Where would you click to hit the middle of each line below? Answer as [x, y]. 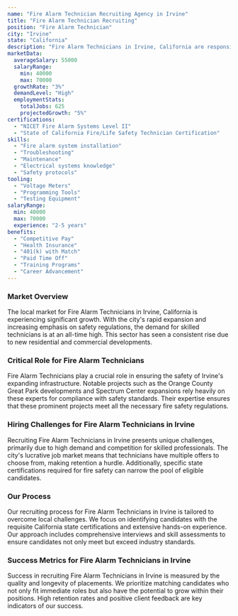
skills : [19, 139]
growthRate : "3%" [39, 87]
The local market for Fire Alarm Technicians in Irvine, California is [103, 312]
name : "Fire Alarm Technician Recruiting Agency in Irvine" [98, 14]
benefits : [22, 232]
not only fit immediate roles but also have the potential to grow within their [115, 591]
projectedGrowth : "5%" [53, 113]
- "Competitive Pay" [44, 239]
